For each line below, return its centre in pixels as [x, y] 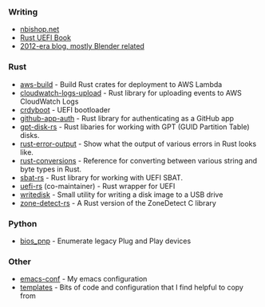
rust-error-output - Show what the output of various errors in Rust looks [138, 144]
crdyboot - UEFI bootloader [65, 109]
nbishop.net [40, 30]
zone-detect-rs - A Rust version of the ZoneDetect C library [118, 203]
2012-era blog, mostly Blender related [82, 46]
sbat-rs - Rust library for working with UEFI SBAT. [101, 177]
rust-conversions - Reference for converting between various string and [138, 160]
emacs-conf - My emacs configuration [83, 279]
